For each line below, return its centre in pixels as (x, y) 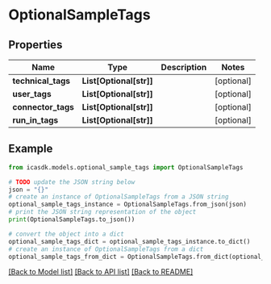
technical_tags (42, 81)
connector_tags (44, 107)
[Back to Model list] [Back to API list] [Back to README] (101, 272)
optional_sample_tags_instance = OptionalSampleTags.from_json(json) (128, 205)
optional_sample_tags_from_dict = (67, 257)
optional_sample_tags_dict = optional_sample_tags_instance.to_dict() (129, 241)
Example (31, 149)
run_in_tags (35, 120)
